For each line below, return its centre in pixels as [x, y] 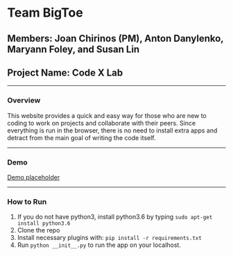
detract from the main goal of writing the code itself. [81, 137]
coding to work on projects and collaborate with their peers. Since [102, 123]
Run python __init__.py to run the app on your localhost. [99, 245]
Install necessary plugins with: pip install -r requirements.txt [110, 238]
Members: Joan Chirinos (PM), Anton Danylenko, [115, 39]
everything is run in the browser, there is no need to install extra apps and [112, 130]
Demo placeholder [34, 177]
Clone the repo [38, 230]
